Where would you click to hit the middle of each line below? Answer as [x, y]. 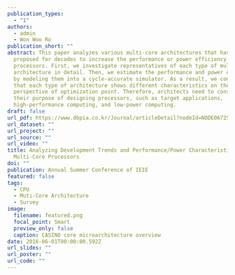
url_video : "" [28, 144]
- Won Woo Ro [33, 40]
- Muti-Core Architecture [51, 196]
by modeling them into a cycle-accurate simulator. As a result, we [115, 79]
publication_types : [36, 14]
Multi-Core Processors [47, 157]
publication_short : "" [40, 46]
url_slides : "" [29, 248]
